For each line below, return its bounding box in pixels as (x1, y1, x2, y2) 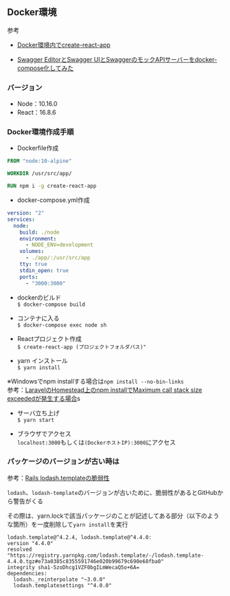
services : (7, 216, 36, 223)
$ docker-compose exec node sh (16, 322, 107, 329)
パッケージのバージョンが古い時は (7, 456, 120, 466)
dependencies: (7, 570, 48, 577)
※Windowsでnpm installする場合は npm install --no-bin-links (7, 377, 184, 385)
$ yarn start (16, 417, 55, 423)
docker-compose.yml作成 (16, 196, 91, 204)
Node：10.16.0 (16, 100, 58, 108)
